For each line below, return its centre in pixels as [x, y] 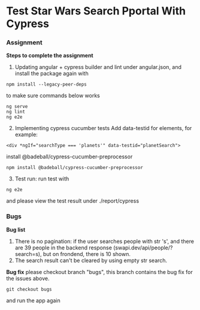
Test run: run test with [42, 179]
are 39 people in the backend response [63, 248]
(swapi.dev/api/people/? [143, 248]
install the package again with [51, 74]
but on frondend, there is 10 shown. [87, 254]
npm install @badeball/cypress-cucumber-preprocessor [75, 168]
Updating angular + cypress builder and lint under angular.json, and [98, 67]
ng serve [17, 107]
